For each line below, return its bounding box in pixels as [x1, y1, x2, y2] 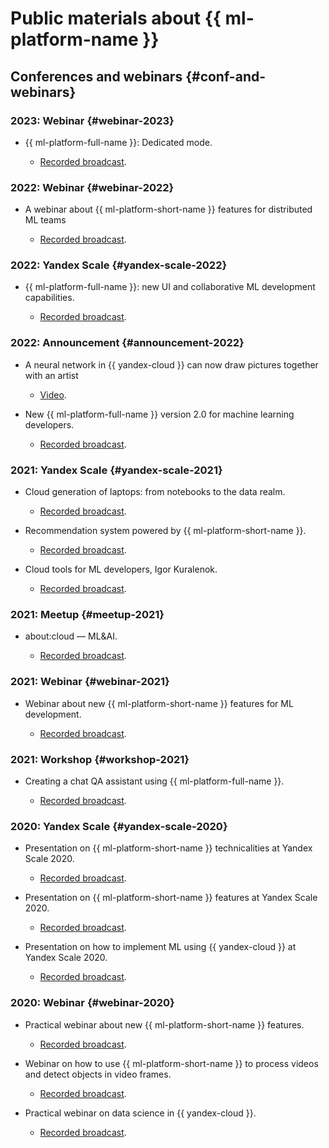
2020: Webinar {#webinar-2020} [10, 996, 175, 1010]
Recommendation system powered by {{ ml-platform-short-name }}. [24, 525, 307, 537]
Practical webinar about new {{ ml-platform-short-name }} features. [24, 1018, 305, 1031]
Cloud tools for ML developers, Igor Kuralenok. [24, 563, 218, 576]
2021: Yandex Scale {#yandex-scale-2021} [10, 463, 223, 477]
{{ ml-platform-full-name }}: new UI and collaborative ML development [24, 281, 316, 293]
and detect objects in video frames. [24, 1068, 172, 1080]
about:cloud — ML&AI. [24, 630, 118, 642]
